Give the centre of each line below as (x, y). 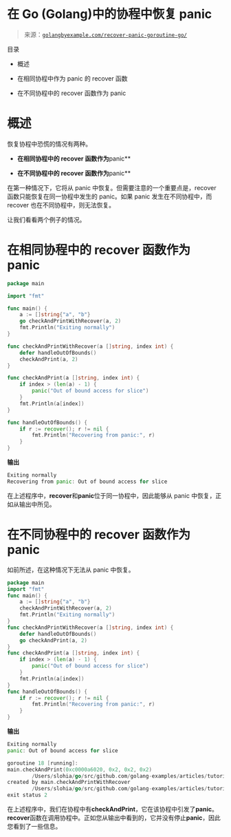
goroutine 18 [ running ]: (43, 763)
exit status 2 (27, 795)
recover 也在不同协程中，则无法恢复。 (61, 205)
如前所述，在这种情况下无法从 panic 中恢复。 (71, 570)
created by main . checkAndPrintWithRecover (69, 783)
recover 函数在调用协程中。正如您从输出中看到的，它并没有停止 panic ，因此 (114, 818)
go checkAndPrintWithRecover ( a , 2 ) (70, 321)
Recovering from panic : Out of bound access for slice (87, 482)
